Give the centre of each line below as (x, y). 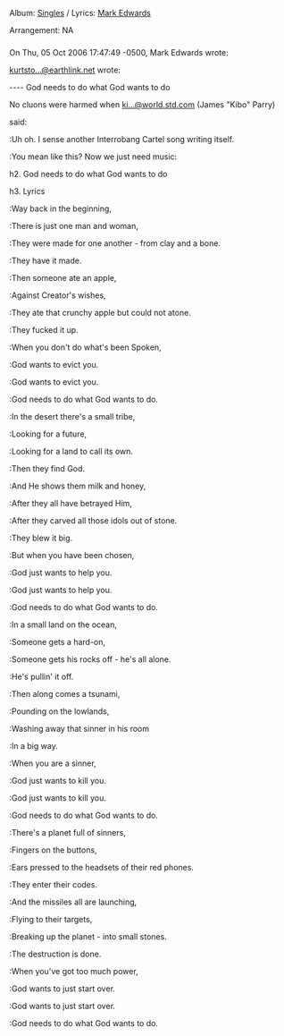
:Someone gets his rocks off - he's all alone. (90, 659)
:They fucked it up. (44, 329)
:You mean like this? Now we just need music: (93, 157)
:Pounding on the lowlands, (59, 711)
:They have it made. (46, 260)
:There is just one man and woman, (74, 225)
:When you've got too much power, (74, 971)
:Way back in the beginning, (60, 208)
